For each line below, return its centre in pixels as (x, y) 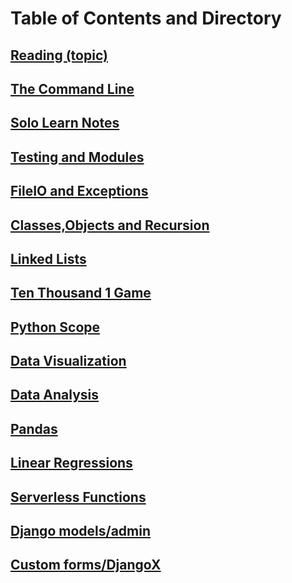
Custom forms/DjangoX (86, 565)
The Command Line (72, 88)
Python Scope (55, 327)
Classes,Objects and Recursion (110, 225)
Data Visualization (68, 361)
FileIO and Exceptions (79, 191)
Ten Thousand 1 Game (81, 293)
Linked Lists (48, 258)
